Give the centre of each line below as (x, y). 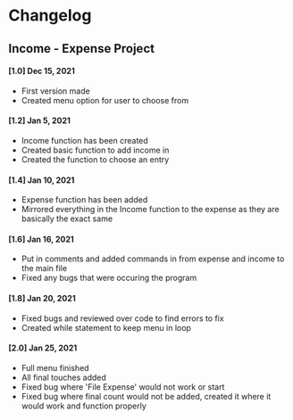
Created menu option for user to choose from (105, 100)
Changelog (50, 16)
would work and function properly (84, 406)
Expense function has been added (84, 200)
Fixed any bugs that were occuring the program (109, 278)
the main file (44, 268)
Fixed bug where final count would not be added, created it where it (146, 396)
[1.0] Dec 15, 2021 (42, 71)
